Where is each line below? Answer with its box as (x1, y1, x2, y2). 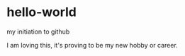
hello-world (6, 4, 77, 20)
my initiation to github (6, 27, 70, 36)
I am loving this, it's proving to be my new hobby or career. (6, 41, 178, 49)
